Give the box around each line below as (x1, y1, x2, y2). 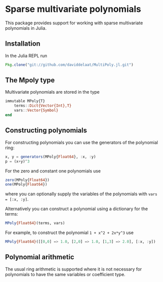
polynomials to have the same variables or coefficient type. (5, 271, 126, 277)
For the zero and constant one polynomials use (5, 168, 101, 174)
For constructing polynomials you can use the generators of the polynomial (5, 139, 158, 145)
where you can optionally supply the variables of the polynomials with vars (5, 191, 158, 197)
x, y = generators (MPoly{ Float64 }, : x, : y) (5, 154, 96, 159)
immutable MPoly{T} (5, 99, 45, 104)
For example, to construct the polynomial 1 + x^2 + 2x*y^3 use (5, 229, 134, 236)
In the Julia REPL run (5, 53, 47, 58)
